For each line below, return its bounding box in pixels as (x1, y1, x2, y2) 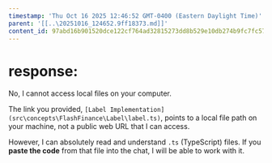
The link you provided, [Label (8, 105, 107, 114)
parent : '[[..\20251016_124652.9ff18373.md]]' (8, 19, 168, 28)
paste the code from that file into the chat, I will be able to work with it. (8, 146, 245, 156)
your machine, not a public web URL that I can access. (8, 122, 190, 131)
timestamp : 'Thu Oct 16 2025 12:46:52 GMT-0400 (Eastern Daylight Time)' (8, 11, 263, 20)
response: (8, 62, 79, 80)
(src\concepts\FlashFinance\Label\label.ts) (8, 114, 161, 122)
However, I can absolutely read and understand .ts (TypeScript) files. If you (8, 137, 261, 147)
